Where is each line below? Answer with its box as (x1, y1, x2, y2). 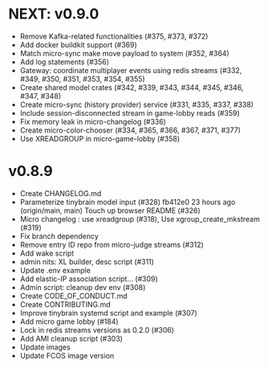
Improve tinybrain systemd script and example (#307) (19, 308, 198, 317)
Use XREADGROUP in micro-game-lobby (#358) (19, 133, 181, 143)
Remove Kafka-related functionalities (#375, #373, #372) (19, 31, 209, 41)
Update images (19, 342, 71, 352)
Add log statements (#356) (19, 57, 110, 67)
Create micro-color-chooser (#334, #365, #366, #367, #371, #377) (19, 125, 241, 135)
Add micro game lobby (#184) (19, 317, 119, 326)
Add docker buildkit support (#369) (19, 39, 138, 49)
